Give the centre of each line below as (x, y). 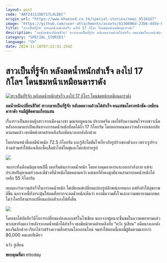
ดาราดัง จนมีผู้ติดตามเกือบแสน (30, 111)
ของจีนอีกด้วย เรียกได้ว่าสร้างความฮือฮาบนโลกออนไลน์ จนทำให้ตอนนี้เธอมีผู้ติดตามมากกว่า (79, 229)
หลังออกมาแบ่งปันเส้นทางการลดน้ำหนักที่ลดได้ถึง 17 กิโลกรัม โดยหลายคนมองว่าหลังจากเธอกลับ (83, 127)
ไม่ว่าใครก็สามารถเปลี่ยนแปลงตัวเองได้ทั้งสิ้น (41, 199)
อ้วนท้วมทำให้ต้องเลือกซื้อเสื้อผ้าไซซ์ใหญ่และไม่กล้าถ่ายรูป (52, 148)
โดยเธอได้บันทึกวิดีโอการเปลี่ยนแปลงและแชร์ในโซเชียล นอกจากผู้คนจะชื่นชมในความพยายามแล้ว (83, 218)
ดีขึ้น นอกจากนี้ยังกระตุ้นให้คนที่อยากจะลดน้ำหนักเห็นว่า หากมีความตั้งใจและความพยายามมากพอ (83, 193)
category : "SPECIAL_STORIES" (36, 38)
